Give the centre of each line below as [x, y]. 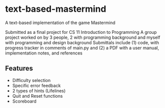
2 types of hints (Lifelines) [39, 91]
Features [19, 68]
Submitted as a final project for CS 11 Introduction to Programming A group [81, 32]
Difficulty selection [31, 80]
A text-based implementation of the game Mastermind [60, 23]
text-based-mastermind [56, 9]
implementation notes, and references [44, 53]
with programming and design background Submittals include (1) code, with [82, 42]
